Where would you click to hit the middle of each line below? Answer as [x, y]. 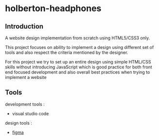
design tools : [19, 123]
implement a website [26, 77]
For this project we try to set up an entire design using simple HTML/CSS [78, 62]
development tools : [25, 104]
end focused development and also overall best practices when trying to [78, 72]
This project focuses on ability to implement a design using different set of [79, 47]
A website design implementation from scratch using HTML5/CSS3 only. [78, 38]
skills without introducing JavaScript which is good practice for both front [79, 67]
